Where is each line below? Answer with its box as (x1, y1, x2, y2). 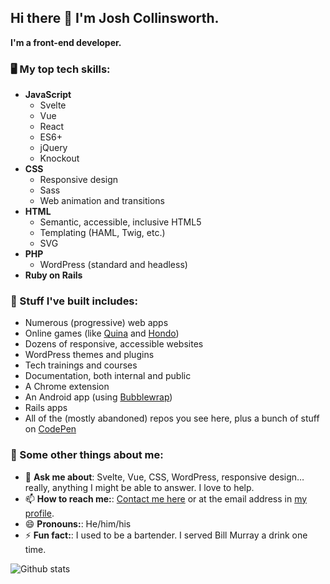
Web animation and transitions (39, 195, 166, 207)
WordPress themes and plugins (24, 349, 155, 361)
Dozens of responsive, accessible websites (24, 338, 204, 350)
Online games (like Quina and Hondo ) (24, 327, 180, 340)
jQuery (39, 142, 68, 154)
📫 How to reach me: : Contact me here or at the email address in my (24, 492, 308, 505)
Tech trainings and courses (24, 359, 138, 371)
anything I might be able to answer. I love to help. (52, 481, 255, 493)
